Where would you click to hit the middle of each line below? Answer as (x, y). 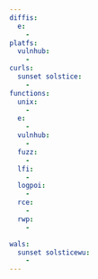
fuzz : (28, 152)
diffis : (24, 18)
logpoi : (32, 186)
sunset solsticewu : (54, 252)
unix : (28, 102)
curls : (22, 69)
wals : (19, 244)
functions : (30, 93)
